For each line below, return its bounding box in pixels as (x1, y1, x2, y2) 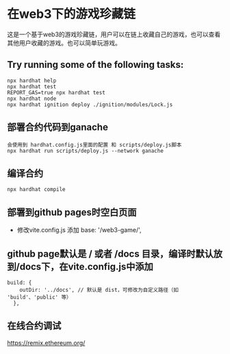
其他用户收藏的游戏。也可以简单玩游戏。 (7, 38, 121, 47)
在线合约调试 (7, 320, 62, 332)
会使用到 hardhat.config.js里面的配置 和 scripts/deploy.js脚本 (7, 141, 182, 148)
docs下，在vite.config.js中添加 (19, 261, 153, 273)
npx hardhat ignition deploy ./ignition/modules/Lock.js (7, 101, 173, 108)
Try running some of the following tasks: (7, 59, 184, 71)
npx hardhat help (7, 77, 57, 84)
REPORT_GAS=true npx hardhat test (7, 89, 106, 96)
